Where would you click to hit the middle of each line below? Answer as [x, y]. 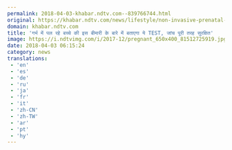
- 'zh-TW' [24, 116]
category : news [29, 53]
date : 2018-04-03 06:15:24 [46, 46]
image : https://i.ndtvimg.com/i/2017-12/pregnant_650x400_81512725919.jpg [117, 39]
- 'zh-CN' [24, 110]
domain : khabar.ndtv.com [43, 26]
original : [21, 20]
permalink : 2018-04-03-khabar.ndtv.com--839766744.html [89, 13]
